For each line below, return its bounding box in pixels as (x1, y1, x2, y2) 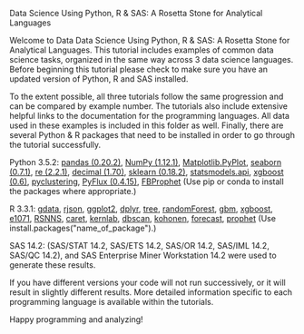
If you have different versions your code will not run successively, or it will (9, 277, 286, 288)
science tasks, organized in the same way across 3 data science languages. (9, 54, 294, 64)
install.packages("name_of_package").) (9, 222, 157, 233)
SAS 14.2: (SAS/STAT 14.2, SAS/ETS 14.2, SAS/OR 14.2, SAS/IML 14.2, (9, 241, 270, 250)
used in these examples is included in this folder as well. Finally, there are (9, 120, 284, 131)
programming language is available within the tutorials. (9, 297, 214, 307)
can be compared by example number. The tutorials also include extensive (9, 101, 289, 112)
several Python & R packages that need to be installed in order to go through (9, 130, 295, 140)
